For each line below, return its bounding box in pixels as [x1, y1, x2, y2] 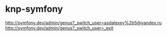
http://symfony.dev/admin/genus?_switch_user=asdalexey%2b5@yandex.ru [5, 20, 162, 26]
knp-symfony [5, 3, 63, 15]
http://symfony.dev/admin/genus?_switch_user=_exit [5, 25, 113, 31]
